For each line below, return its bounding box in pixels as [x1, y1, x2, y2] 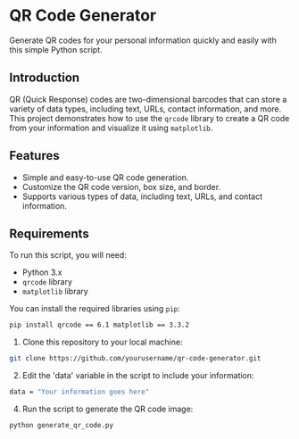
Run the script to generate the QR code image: [21, 403, 194, 414]
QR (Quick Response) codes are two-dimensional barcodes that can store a [9, 94, 287, 104]
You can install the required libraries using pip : [9, 303, 180, 314]
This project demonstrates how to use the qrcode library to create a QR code [9, 112, 290, 123]
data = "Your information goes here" [9, 387, 150, 397]
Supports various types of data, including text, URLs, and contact [21, 191, 263, 202]
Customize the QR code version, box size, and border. [21, 181, 221, 192]
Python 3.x [21, 267, 62, 277]
